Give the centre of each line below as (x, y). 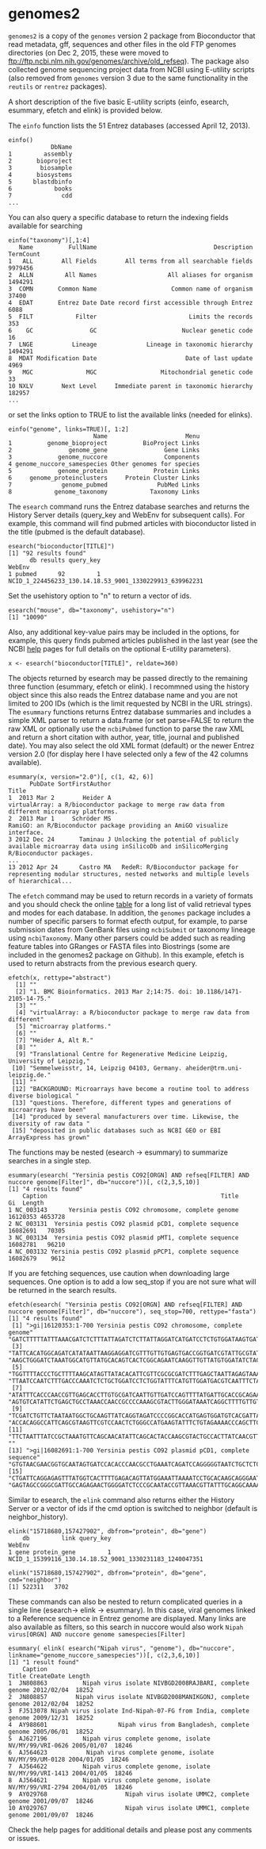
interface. (26, 832)
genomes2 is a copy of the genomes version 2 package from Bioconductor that (132, 36)
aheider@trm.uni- (214, 1068)
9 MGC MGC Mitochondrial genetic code (131, 372)
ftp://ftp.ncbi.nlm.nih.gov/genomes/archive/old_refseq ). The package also (129, 61)
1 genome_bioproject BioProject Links (104, 443)
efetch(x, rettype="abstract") (60, 978)
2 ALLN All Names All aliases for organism (131, 275)
